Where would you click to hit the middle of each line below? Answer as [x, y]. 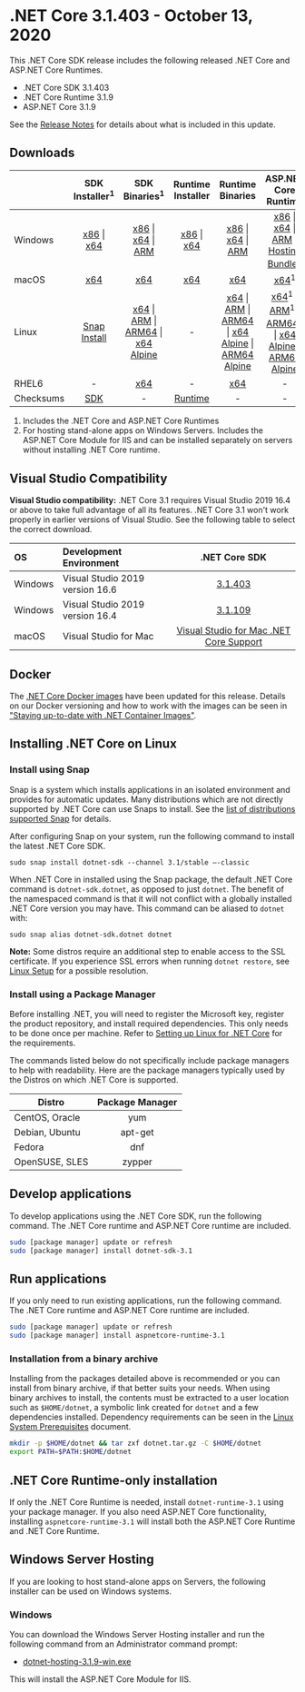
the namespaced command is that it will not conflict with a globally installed [151, 898]
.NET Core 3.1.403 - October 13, [131, 16]
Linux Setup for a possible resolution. [79, 970]
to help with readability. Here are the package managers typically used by [148, 1070]
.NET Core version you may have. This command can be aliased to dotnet [147, 908]
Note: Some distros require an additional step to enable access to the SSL [148, 951]
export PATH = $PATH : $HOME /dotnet [70, 1452]
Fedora [29, 1147]
